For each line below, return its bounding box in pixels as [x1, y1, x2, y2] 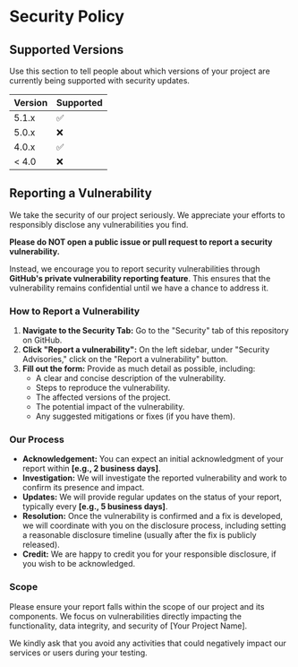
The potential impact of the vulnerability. [35, 402, 185, 412]
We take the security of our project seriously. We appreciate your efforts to [9, 209, 285, 221]
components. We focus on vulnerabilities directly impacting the [9, 611, 243, 621]
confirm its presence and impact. [21, 482, 145, 493]
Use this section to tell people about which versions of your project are [9, 65, 270, 76]
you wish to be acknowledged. [21, 559, 136, 569]
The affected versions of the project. [35, 392, 171, 403]
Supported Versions [9, 42, 123, 57]
